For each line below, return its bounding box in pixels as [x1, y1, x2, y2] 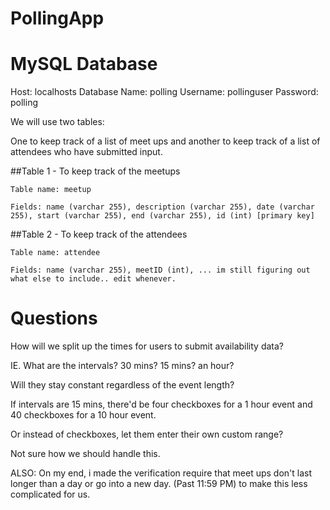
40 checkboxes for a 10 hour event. [10, 409, 157, 421]
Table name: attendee [10, 248, 101, 258]
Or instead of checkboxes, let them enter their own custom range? [10, 428, 284, 441]
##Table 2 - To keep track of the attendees [10, 228, 188, 241]
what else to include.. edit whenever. [10, 274, 177, 284]
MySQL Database [10, 53, 158, 76]
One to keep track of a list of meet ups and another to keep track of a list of [10, 135, 321, 147]
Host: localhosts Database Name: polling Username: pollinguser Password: [10, 86, 319, 98]
